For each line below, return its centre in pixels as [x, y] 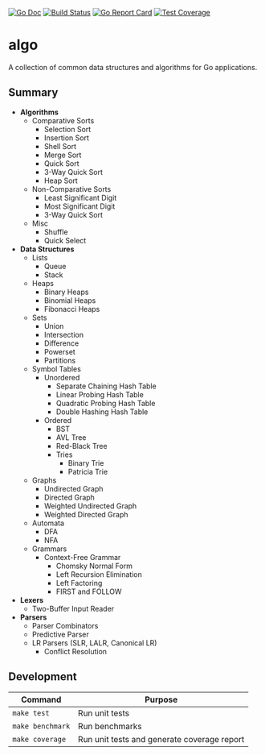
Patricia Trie [88, 471]
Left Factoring [79, 583]
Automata [48, 523]
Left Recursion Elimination [99, 574]
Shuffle [56, 232]
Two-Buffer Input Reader [73, 608]
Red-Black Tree [82, 446]
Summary [33, 93]
